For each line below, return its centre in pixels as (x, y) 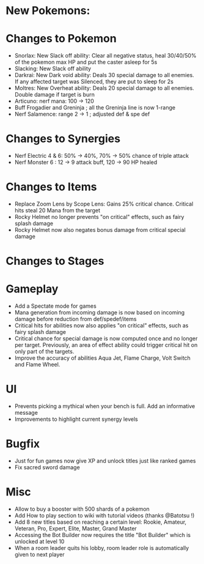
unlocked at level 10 (39, 541)
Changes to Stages (55, 261)
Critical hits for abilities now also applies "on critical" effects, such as (101, 325)
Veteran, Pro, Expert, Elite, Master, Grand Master (75, 528)
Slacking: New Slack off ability (53, 69)
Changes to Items (51, 187)
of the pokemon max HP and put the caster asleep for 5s (86, 62)
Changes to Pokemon (61, 39)
